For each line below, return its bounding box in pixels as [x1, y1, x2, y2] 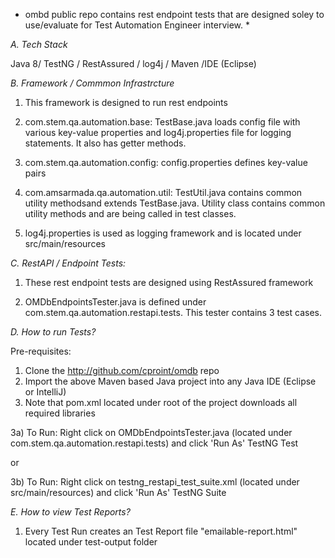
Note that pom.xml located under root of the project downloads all [24, 397, 298, 408]
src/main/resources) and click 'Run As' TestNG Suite [10, 487, 227, 498]
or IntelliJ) [24, 386, 67, 398]
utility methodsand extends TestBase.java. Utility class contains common [24, 197, 326, 209]
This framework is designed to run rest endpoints [24, 97, 228, 108]
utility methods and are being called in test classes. [24, 208, 237, 219]
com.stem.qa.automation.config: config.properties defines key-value [24, 157, 308, 168]
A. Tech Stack [10, 39, 68, 50]
